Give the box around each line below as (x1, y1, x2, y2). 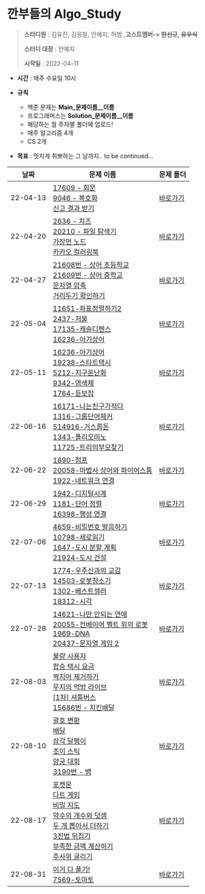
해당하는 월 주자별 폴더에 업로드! (27, 120, 113, 128)
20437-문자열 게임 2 (53, 638, 120, 648)
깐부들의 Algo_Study (7, 6, 122, 22)
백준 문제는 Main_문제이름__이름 (27, 103, 115, 111)
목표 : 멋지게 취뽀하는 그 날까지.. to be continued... (16, 151, 154, 160)
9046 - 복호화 (53, 193, 98, 203)
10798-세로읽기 (53, 532, 105, 542)
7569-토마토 (53, 875, 94, 884)
